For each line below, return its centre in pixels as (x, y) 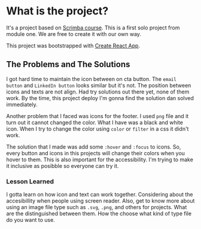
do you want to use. (31, 220)
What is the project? (57, 11)
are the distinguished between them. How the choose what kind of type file (99, 213)
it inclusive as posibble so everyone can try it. (63, 165)
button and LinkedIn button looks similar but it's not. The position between (99, 85)
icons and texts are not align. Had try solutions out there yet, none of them (98, 92)
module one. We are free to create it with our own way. (74, 34)
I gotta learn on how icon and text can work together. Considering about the (100, 195)
